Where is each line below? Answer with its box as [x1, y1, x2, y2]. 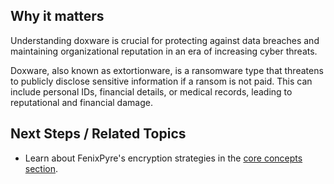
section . [24, 162, 59, 174]
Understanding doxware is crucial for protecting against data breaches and [10, 34, 320, 46]
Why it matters [10, 8, 105, 25]
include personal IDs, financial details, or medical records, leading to [10, 85, 293, 98]
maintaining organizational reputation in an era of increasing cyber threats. [10, 45, 318, 57]
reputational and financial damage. [10, 96, 153, 108]
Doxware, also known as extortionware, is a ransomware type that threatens [10, 64, 324, 76]
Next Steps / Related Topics [10, 125, 187, 143]
